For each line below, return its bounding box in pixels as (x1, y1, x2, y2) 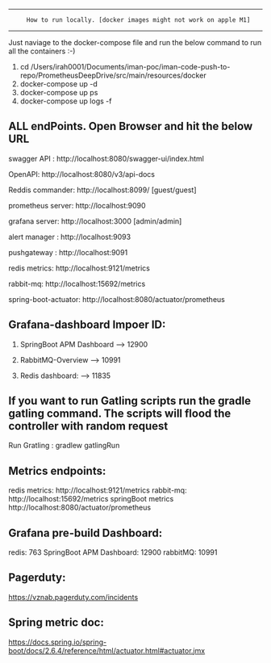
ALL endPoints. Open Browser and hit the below (8, 120, 253, 133)
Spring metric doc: (8, 615, 105, 630)
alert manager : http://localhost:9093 (8, 232, 131, 241)
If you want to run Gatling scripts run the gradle (8, 394, 252, 408)
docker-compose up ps (19, 88, 98, 97)
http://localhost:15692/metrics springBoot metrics (8, 494, 174, 504)
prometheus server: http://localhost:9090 (8, 200, 147, 210)
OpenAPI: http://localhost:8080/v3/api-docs (8, 169, 156, 178)
